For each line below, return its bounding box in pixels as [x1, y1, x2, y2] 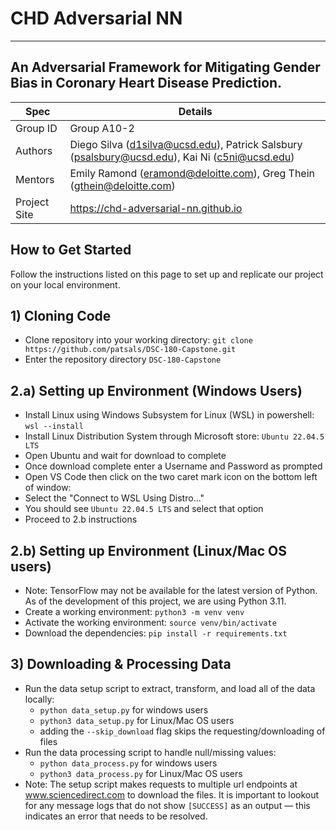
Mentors [15, 172, 55, 186]
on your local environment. [10, 278, 121, 291]
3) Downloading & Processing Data [10, 656, 232, 673]
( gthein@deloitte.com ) [69, 178, 176, 192]
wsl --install [24, 422, 84, 432]
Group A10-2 [69, 121, 135, 135]
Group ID [15, 121, 58, 135]
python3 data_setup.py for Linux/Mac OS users [39, 714, 235, 726]
